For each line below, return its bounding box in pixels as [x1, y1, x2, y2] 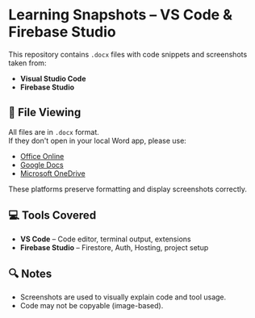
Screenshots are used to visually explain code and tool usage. [19, 292, 227, 302]
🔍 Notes [8, 266, 52, 280]
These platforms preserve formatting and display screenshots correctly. [8, 184, 248, 194]
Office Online [19, 151, 65, 161]
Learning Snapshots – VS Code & [8, 6, 232, 24]
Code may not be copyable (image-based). [19, 301, 164, 311]
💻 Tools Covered [8, 208, 97, 223]
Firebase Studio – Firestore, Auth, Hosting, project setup [19, 242, 209, 252]
